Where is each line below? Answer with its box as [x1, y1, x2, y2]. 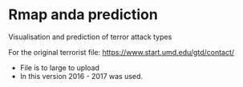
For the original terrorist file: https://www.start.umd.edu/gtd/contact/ [8, 47, 235, 57]
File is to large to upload [19, 62, 100, 73]
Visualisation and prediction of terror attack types [8, 32, 172, 42]
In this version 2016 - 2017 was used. [19, 71, 143, 81]
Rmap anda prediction [8, 6, 158, 24]
